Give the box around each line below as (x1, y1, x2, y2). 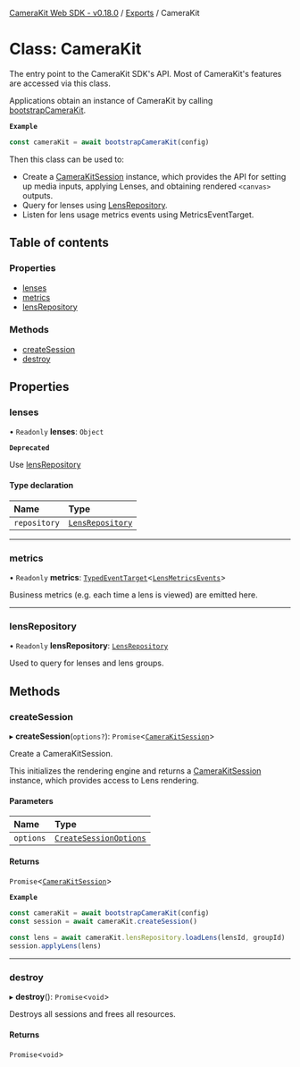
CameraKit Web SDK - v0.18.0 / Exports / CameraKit (9, 8, 200, 18)
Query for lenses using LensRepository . (21, 199, 168, 210)
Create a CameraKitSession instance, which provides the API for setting (21, 171, 287, 182)
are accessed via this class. (9, 78, 112, 89)
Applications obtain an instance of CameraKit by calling (9, 95, 213, 106)
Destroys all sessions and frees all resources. (9, 1009, 176, 1020)
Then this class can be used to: (9, 154, 125, 165)
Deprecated (9, 444, 50, 453)
